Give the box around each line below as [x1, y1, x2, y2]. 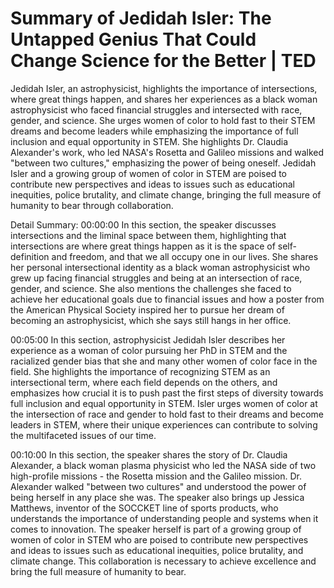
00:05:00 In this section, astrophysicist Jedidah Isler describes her [10, 333, 286, 346]
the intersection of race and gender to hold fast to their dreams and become [10, 408, 324, 420]
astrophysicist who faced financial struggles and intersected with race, [10, 103, 303, 116]
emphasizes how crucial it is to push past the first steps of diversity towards [10, 387, 324, 399]
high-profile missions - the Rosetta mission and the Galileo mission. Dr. [10, 470, 302, 482]
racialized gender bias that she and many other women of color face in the [10, 355, 318, 367]
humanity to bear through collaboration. [10, 199, 174, 211]
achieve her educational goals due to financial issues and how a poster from [10, 293, 325, 305]
